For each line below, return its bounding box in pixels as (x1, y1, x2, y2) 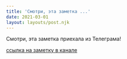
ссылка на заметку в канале (6, 47, 78, 54)
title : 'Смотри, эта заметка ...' (6, 8, 91, 15)
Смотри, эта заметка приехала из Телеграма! (6, 36, 122, 43)
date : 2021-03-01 (6, 14, 49, 20)
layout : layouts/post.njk (6, 19, 69, 25)
